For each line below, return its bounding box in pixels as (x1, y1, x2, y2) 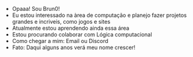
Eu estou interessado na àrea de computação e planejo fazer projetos (12, 12, 187, 19)
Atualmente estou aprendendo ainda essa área (12, 24, 130, 32)
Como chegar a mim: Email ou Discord (12, 38, 108, 44)
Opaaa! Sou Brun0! (12, 5, 60, 12)
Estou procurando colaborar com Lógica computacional (12, 31, 152, 38)
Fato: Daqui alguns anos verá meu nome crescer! (12, 44, 136, 51)
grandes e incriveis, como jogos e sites (12, 18, 111, 25)
